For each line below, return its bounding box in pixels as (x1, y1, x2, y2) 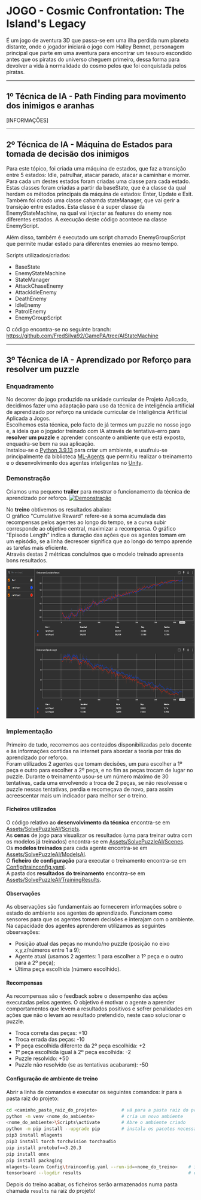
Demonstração (6, 474, 51, 483)
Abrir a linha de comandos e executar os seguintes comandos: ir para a (6, 1088, 182, 1095)
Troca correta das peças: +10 (14, 1030, 88, 1037)
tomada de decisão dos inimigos (6, 149, 130, 159)
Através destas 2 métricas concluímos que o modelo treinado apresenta (6, 550, 184, 558)
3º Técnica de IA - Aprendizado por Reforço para (6, 355, 191, 365)
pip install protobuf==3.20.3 (6, 1144, 82, 1151)
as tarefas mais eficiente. (6, 544, 69, 551)
